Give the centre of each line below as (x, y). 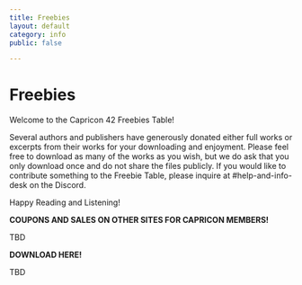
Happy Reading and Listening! (65, 202)
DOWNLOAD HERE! (46, 255)
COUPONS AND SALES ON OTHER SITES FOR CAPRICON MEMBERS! (139, 220)
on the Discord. (58, 185)
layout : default (40, 26)
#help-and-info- (262, 175)
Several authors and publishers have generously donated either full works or (151, 138)
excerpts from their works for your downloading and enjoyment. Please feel (149, 147)
